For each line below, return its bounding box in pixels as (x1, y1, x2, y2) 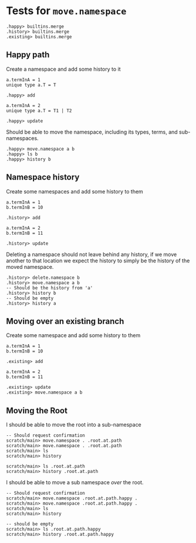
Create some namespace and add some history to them (6, 332, 141, 339)
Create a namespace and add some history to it (6, 65, 121, 72)
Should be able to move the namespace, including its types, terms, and (6, 128, 178, 135)
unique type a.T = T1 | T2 (6, 108, 72, 114)
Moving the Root (6, 405, 67, 415)
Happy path (6, 50, 50, 60)
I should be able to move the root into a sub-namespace (6, 421, 142, 428)
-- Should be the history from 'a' (6, 285, 93, 291)
